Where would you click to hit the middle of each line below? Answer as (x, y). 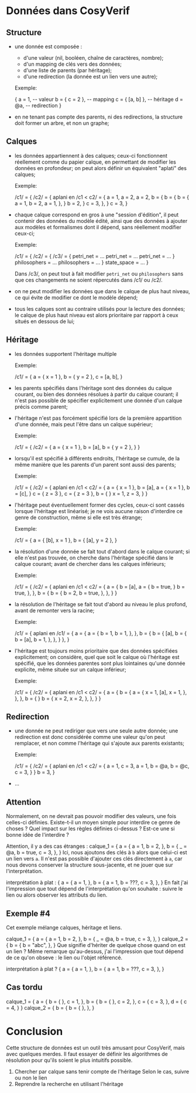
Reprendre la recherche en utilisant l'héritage (69, 1084)
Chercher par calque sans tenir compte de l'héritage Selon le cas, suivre (102, 1071)
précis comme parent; (41, 406)
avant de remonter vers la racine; (54, 610)
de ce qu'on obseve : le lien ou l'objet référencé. (64, 958)
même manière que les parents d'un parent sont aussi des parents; (95, 464)
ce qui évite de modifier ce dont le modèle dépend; (76, 297)
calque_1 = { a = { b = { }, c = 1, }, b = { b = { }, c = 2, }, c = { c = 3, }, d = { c (97, 1002)
